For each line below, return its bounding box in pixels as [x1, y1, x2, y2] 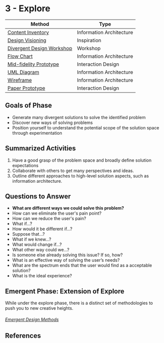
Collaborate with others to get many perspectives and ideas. [12, 168, 134, 173]
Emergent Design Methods [5, 317, 59, 322]
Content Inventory [7, 29, 49, 36]
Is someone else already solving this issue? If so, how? [12, 252, 123, 258]
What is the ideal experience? [12, 273, 72, 279]
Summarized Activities [5, 144, 76, 152]
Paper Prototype [7, 84, 46, 91]
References [5, 332, 41, 340]
